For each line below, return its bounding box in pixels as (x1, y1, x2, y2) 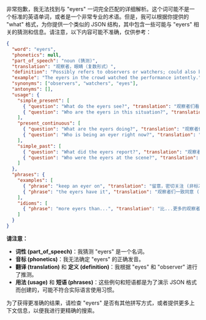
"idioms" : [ (17, 200, 48, 207)
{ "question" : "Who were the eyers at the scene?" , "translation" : (22, 154, 199, 161)
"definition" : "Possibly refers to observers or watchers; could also (12, 69, 196, 75)
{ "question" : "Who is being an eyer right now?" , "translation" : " (22, 132, 202, 138)
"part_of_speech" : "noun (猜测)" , (12, 58, 98, 64)
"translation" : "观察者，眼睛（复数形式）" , (12, 63, 116, 69)
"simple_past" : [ (17, 143, 62, 149)
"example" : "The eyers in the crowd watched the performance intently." (12, 75, 202, 81)
